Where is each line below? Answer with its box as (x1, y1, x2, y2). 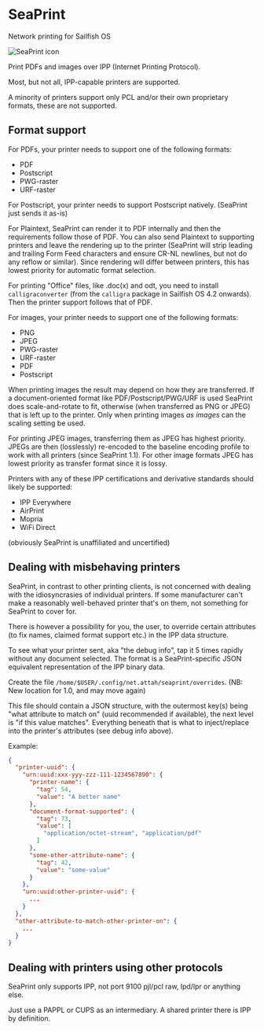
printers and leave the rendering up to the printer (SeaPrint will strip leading (8, 240, 253, 249)
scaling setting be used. (8, 418, 86, 428)
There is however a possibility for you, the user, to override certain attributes (8, 621, 256, 631)
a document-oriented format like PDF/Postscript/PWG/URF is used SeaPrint (8, 393, 253, 403)
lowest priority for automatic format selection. (8, 265, 156, 274)
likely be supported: (8, 482, 73, 492)
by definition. (8, 1014, 51, 1023)
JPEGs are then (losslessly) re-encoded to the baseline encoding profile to (8, 442, 250, 451)
